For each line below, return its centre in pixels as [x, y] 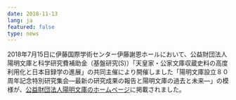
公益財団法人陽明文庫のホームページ [78, 89]
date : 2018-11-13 [33, 14]
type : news [23, 33]
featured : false [31, 27]
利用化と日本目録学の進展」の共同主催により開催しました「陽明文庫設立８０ [118, 72]
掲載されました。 [161, 89]
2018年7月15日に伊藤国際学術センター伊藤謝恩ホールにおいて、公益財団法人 [117, 54]
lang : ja [20, 20]
